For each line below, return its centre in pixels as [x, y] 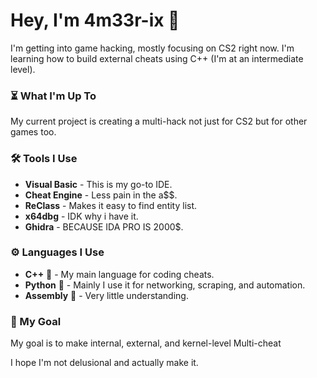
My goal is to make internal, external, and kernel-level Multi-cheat [146, 343]
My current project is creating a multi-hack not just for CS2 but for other [159, 121]
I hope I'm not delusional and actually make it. [104, 363]
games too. [33, 132]
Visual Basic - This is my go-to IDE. [98, 184]
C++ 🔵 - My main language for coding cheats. [119, 274]
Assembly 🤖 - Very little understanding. [106, 295]
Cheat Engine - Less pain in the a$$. [101, 195]
